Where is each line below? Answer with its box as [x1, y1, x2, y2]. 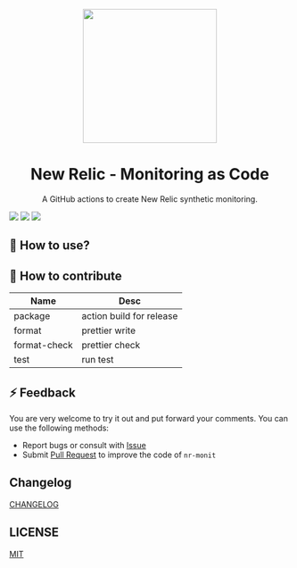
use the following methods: [9, 422, 110, 433]
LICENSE [9, 525, 60, 540]
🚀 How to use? [9, 238, 91, 254]
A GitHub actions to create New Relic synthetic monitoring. [41, 193, 259, 205]
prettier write [81, 324, 136, 337]
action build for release [81, 310, 178, 322]
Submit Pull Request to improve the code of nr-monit [21, 449, 217, 460]
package [13, 310, 51, 322]
